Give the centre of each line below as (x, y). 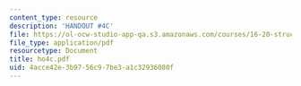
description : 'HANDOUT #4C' (62, 26)
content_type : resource (54, 17)
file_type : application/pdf (62, 43)
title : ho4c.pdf (39, 59)
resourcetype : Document (54, 51)
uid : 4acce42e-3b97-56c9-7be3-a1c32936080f (92, 68)
